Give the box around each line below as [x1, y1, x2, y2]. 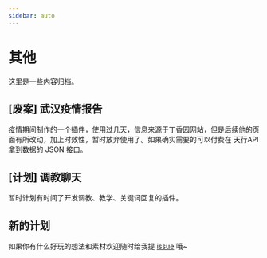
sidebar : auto [8, 11, 56, 20]
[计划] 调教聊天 [8, 170, 82, 184]
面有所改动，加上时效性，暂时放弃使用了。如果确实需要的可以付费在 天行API [8, 135, 259, 145]
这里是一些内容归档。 [8, 77, 78, 86]
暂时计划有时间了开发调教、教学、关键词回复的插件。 [8, 193, 183, 203]
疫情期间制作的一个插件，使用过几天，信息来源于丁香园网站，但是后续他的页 [8, 125, 260, 134]
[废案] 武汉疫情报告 [8, 101, 103, 116]
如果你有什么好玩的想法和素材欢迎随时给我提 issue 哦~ [8, 241, 188, 251]
